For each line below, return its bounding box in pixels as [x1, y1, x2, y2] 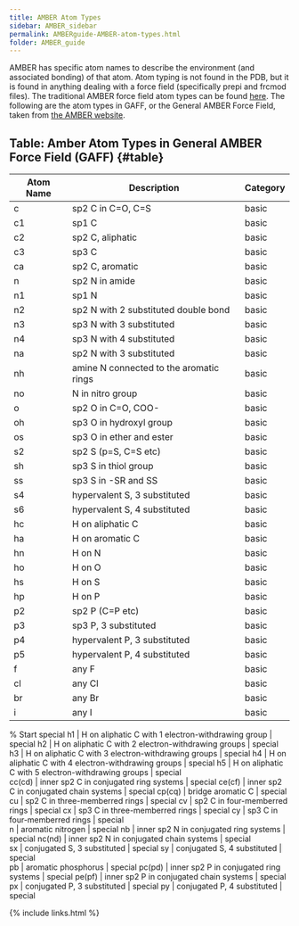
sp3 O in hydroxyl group [72, 417, 174, 429]
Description [128, 182, 180, 194]
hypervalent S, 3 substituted [72, 489, 190, 501]
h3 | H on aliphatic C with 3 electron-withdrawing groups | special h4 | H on [9, 748, 287, 759]
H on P [72, 591, 101, 603]
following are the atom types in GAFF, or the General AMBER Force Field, [9, 100, 276, 112]
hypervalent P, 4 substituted [72, 649, 190, 661]
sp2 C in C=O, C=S [72, 203, 151, 215]
